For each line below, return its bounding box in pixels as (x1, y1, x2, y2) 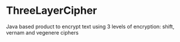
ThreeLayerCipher (6, 4, 97, 17)
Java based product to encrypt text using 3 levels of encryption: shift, (6, 23, 175, 30)
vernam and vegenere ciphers (6, 29, 79, 36)
